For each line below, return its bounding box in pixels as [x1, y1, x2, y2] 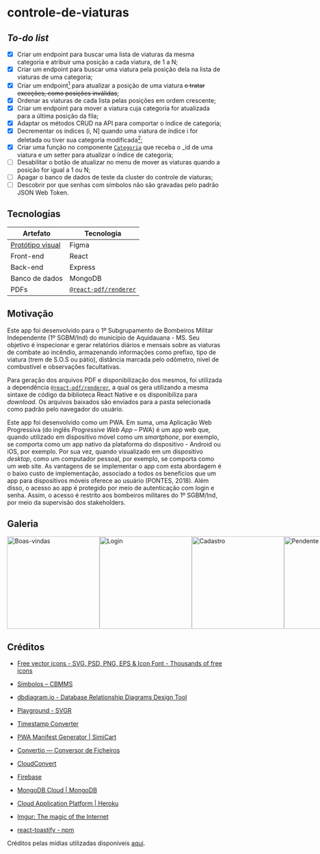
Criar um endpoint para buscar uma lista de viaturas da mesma [16, 50, 195, 58]
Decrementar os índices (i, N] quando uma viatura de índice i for [16, 127, 198, 135]
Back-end [10, 262, 44, 272]
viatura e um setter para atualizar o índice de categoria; [16, 151, 174, 159]
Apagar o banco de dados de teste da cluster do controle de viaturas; [16, 173, 213, 181]
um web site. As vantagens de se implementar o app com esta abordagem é [7, 462, 222, 470]
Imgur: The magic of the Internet [16, 813, 109, 821]
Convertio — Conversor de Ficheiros [16, 746, 120, 755]
